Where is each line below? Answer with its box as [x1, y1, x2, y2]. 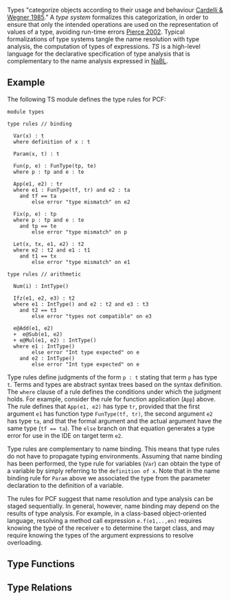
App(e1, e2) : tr [13, 180, 63, 188]
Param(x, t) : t [13, 151, 60, 157]
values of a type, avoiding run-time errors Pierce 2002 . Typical [7, 27, 185, 36]
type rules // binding [7, 120, 72, 127]
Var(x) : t [13, 132, 45, 140]
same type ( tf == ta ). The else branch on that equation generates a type [7, 424, 215, 432]
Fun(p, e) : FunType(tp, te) [13, 162, 97, 169]
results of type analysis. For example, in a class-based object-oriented [7, 509, 207, 518]
